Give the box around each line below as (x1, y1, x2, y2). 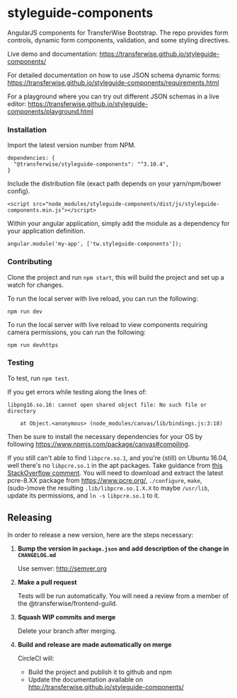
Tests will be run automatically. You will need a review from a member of (17, 591, 229, 600)
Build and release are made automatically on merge (17, 640, 172, 648)
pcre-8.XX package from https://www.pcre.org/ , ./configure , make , (7, 476, 202, 484)
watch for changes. (7, 280, 64, 289)
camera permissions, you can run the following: (7, 328, 146, 336)
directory (7, 407, 37, 415)
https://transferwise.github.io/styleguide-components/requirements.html (7, 78, 219, 86)
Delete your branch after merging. (17, 627, 117, 635)
